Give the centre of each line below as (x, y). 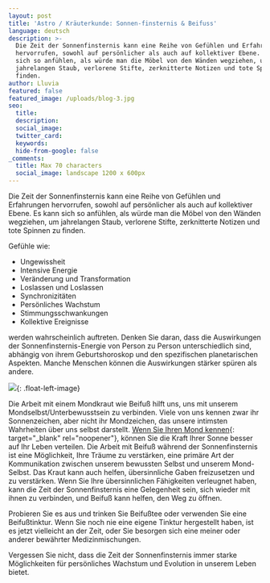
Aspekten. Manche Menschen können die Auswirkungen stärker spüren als (133, 363)
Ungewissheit (43, 262)
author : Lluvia (34, 83)
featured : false (35, 91)
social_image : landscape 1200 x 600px (81, 173)
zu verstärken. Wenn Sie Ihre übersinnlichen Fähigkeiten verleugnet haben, (133, 481)
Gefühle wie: (29, 246)
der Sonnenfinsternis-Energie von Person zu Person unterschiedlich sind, (130, 346)
